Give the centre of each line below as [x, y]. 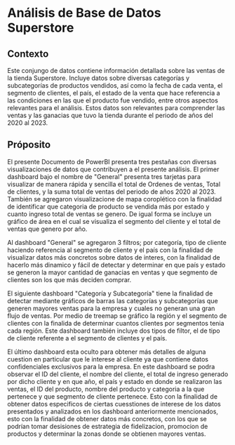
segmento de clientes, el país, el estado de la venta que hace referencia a [114, 93]
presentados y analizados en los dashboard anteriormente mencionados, [113, 411]
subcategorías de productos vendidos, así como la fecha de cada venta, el [115, 85]
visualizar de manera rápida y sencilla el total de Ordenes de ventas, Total [114, 184]
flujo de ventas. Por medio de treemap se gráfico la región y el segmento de [117, 316]
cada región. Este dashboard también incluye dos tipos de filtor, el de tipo [114, 331]
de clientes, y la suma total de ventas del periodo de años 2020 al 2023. [112, 192]
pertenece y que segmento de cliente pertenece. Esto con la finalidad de [113, 396]
